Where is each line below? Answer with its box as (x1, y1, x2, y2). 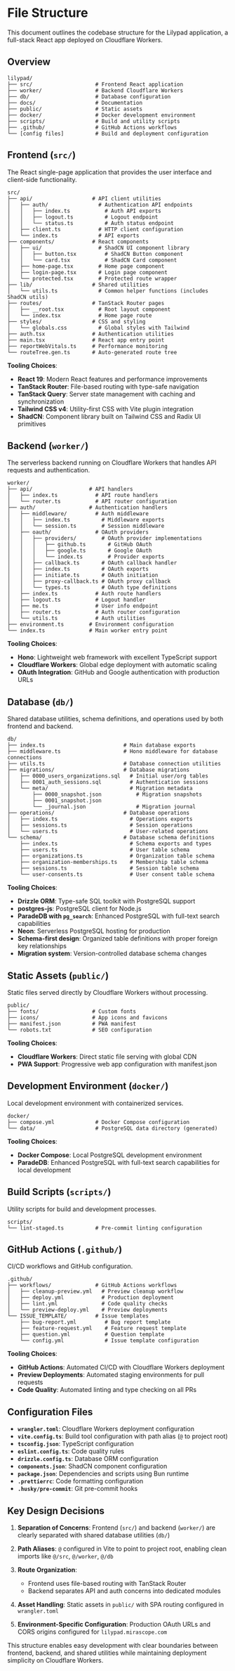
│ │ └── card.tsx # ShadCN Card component (7, 257, 177, 264)
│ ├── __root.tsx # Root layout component (7, 306, 171, 313)
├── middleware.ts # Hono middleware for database (7, 748, 218, 755)
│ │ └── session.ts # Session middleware (7, 522, 165, 530)
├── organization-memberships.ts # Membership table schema (20, 859, 209, 866)
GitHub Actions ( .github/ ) (7, 1244, 123, 1256)
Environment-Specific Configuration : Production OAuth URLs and (17, 1620, 210, 1629)
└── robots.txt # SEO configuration (7, 1026, 152, 1033)
